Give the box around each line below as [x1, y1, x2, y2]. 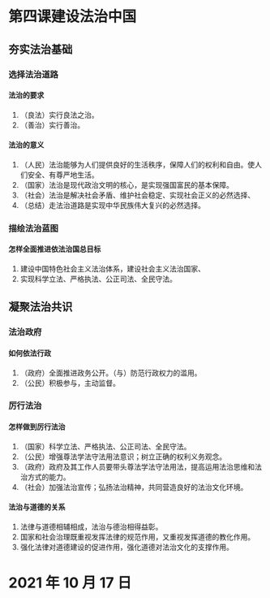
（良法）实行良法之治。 [19, 110, 99, 119]
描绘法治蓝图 [8, 223, 59, 234]
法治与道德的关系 [8, 502, 66, 512]
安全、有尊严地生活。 [27, 170, 99, 180]
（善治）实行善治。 [19, 119, 85, 130]
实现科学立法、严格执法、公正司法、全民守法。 [19, 274, 177, 284]
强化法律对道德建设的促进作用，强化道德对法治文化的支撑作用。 [19, 542, 234, 552]
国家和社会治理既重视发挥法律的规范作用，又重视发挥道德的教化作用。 [19, 531, 255, 541]
